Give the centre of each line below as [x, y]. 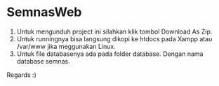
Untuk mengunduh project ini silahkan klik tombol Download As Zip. [114, 31]
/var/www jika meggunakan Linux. [66, 46]
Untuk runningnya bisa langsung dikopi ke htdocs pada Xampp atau [114, 38]
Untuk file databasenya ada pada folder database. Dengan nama [110, 54]
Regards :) [21, 75]
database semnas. [44, 61]
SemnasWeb [44, 12]
